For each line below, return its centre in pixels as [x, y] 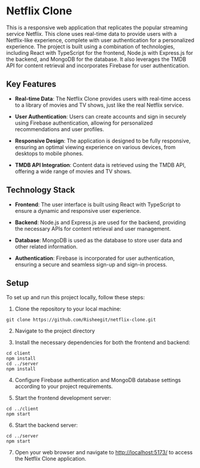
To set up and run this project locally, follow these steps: [76, 297]
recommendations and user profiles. [59, 129]
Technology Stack [41, 190]
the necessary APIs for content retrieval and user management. [93, 228]
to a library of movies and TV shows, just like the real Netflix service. [99, 105]
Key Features [31, 84]
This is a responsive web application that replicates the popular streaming [97, 27]
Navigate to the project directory [55, 331]
